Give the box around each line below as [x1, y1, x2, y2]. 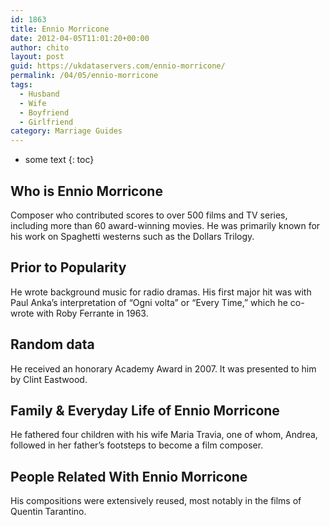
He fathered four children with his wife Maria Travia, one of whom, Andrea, [10, 429, 318, 441]
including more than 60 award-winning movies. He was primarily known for [10, 219, 321, 231]
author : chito [10, 42, 70, 53]
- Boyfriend [19, 107, 70, 118]
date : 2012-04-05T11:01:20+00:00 [10, 33, 150, 43]
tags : [10, 80, 33, 90]
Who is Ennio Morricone [10, 182, 163, 200]
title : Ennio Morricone [10, 24, 110, 34]
